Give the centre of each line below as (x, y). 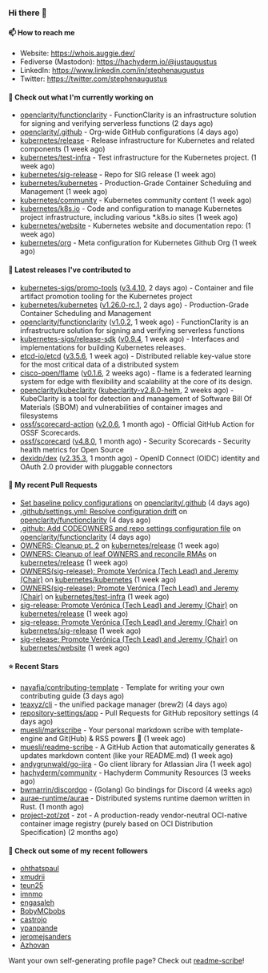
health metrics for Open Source (72, 449)
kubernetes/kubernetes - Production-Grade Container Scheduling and (136, 183)
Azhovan (34, 945)
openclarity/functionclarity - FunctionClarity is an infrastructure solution (138, 115)
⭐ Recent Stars (34, 667)
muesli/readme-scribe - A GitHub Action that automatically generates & (138, 747)
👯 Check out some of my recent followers (78, 850)
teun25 (32, 886)
